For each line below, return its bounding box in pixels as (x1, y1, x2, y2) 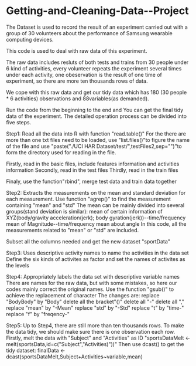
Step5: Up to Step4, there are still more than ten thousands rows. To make (6, 321, 184, 329)
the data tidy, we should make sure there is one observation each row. (6, 328, 176, 335)
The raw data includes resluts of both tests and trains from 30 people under (6, 59, 189, 66)
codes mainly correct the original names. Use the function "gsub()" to (6, 286, 174, 293)
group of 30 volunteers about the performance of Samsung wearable (6, 29, 173, 36)
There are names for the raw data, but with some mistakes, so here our (6, 279, 177, 286)
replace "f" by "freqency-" (6, 310, 70, 317)
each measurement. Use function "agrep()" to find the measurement (6, 195, 171, 202)
